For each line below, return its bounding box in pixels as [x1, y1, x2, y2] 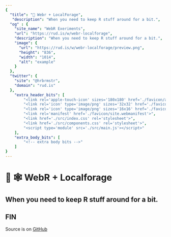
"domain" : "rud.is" [14, 83, 56, 88]
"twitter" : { [10, 74, 38, 79]
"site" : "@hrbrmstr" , [14, 78, 60, 83]
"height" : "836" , [18, 50, 56, 55]
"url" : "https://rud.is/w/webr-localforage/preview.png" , [18, 45, 145, 50]
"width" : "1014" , [18, 54, 56, 60]
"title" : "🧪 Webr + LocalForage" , [10, 12, 83, 17]
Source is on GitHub [5, 226, 47, 232]
